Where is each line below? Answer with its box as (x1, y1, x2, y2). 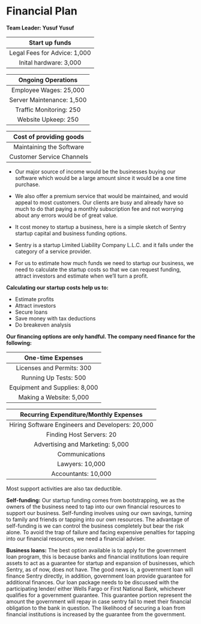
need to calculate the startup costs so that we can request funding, (14, 266, 181, 273)
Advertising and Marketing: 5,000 (34, 440, 129, 448)
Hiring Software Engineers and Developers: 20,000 (9, 420, 154, 429)
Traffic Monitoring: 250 (15, 105, 81, 114)
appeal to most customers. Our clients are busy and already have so (14, 199, 184, 206)
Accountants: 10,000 (51, 469, 112, 478)
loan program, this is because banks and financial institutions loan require (6, 553, 189, 560)
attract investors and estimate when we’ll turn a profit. (14, 272, 149, 279)
